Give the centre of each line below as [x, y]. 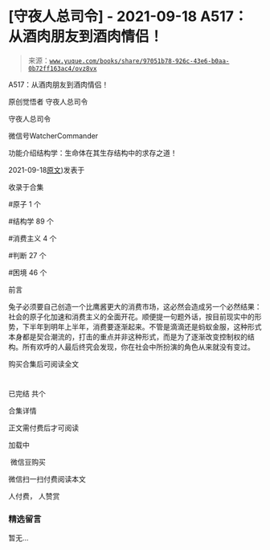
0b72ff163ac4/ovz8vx [62, 68]
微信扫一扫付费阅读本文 [47, 479]
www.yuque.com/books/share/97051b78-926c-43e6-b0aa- [139, 61]
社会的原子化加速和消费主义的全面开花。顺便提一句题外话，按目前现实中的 [131, 316]
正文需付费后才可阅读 [43, 428]
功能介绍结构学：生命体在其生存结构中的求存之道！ [93, 153]
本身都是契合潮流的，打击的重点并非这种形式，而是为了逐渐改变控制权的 [128, 337]
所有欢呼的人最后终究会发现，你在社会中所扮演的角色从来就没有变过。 [138, 347]
